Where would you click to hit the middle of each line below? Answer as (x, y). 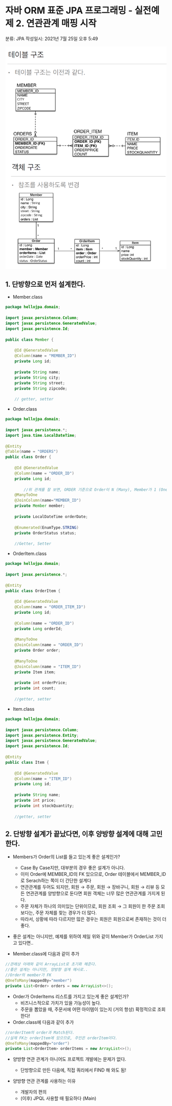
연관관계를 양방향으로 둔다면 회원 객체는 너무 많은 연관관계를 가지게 (93, 893)
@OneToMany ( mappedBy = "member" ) (39, 981)
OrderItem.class (30, 554)
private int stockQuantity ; (44, 806)
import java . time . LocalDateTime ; (41, 435)
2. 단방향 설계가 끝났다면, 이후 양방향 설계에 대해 (77, 834)
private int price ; (35, 800)
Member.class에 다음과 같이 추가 (46, 954)
